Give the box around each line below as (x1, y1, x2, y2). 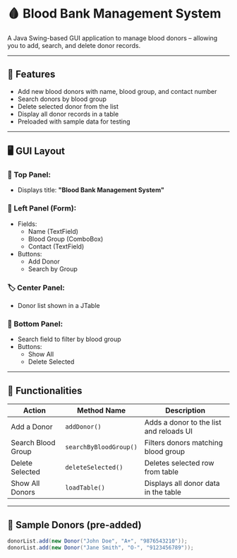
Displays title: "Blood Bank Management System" (17, 186, 164, 194)
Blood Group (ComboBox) (28, 235, 104, 243)
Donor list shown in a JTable (17, 302, 100, 310)
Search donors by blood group (17, 95, 107, 103)
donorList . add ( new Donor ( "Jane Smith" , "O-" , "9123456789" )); (7, 544, 194, 551)
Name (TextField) (28, 227, 79, 235)
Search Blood (11, 438, 56, 448)
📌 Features (7, 69, 56, 81)
